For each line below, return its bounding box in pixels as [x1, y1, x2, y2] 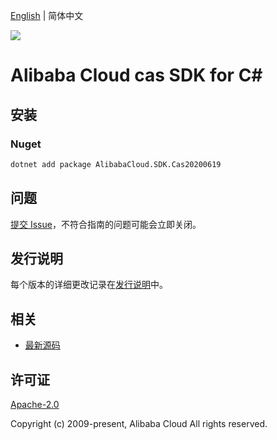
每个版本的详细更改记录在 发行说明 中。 [10, 279, 168, 291]
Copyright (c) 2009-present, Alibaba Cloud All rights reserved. [10, 418, 268, 429]
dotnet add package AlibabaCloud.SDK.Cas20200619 [10, 159, 222, 169]
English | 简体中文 [10, 10, 84, 21]
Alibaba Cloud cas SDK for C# [10, 64, 263, 87]
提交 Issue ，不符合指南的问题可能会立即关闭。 [10, 218, 202, 230]
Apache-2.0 [10, 399, 60, 410]
